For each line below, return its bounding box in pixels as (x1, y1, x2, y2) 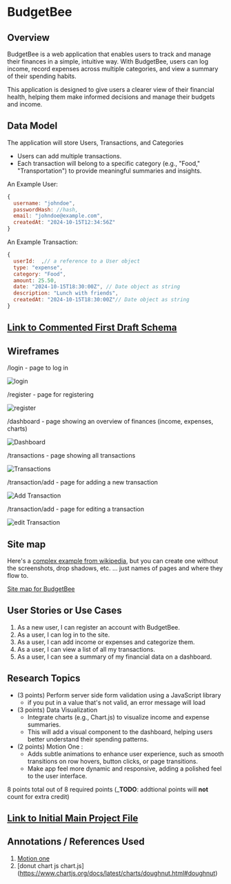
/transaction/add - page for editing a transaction (7, 505, 145, 514)
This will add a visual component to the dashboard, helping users (27, 727, 213, 736)
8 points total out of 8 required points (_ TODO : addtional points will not (7, 785, 209, 793)
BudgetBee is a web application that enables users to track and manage (7, 50, 212, 58)
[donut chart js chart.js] (17, 861, 84, 869)
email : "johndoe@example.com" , (13, 212, 103, 220)
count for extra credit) (7, 792, 70, 800)
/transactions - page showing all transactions (7, 451, 136, 460)
